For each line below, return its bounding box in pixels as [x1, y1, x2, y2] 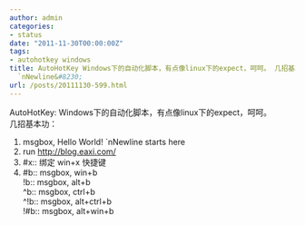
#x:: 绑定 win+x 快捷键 [22, 156, 106, 168]
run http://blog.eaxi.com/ [22, 146, 116, 157]
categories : [9, 22, 54, 31]
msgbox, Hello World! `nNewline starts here [22, 136, 186, 147]
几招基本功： [9, 118, 57, 129]
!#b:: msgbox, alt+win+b [22, 205, 114, 216]
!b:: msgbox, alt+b [22, 176, 91, 187]
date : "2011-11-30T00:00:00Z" [9, 38, 124, 48]
